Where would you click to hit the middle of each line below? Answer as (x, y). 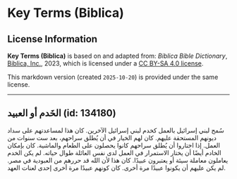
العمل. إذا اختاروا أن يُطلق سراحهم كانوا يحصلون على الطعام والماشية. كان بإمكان (114, 145)
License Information (52, 39)
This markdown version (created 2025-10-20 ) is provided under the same (113, 77)
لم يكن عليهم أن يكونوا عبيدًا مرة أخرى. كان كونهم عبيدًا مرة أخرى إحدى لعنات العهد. (116, 168)
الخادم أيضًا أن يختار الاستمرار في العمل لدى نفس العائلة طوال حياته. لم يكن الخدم (115, 152)
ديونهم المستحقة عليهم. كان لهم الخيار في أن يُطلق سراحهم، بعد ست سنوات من (112, 137)
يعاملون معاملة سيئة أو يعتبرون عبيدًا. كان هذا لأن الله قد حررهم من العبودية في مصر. (118, 160)
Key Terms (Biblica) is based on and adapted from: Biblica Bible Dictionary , (117, 56)
